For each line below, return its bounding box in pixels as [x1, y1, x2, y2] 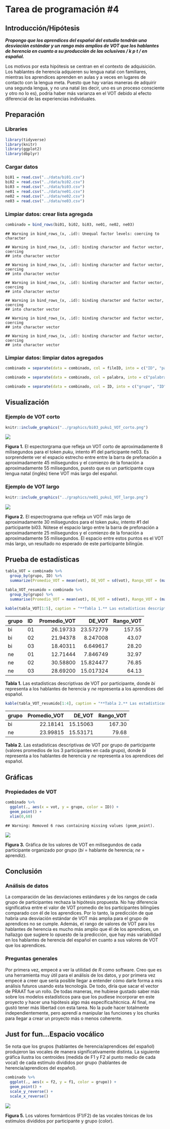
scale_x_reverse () [10, 1093, 49, 1099]
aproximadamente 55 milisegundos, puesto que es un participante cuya [5, 465, 155, 471]
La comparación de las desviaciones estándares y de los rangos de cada [5, 894, 157, 900]
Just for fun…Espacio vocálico [5, 1030, 105, 1039]
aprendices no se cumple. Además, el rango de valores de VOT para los [5, 921, 155, 927]
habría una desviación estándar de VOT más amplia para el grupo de [5, 916, 148, 922]
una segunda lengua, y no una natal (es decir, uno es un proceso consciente [5, 85, 164, 91]
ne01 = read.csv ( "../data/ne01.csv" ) [5, 189, 85, 194]
